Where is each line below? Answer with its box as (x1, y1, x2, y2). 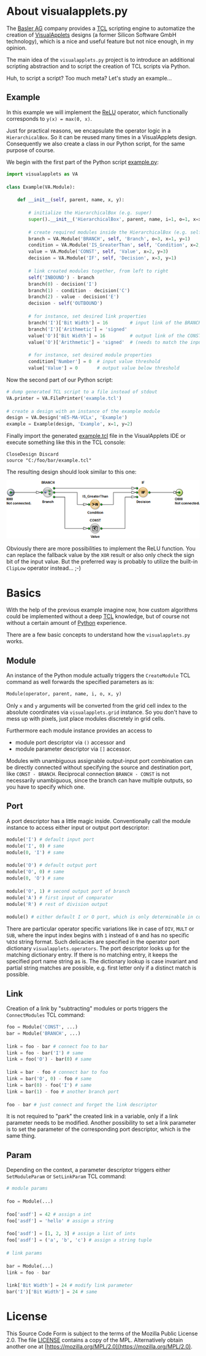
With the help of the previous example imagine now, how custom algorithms (6, 606, 198, 614)
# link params (6, 1250, 43, 1256)
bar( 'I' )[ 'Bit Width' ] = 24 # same (6, 1289, 97, 1295)
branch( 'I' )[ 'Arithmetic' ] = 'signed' (28, 326, 128, 332)
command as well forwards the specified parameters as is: (6, 678, 154, 686)
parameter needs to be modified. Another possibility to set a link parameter (6, 1119, 196, 1127)
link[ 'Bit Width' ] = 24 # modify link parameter (6, 1282, 133, 1289)
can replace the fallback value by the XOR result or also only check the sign (6, 551, 195, 559)
